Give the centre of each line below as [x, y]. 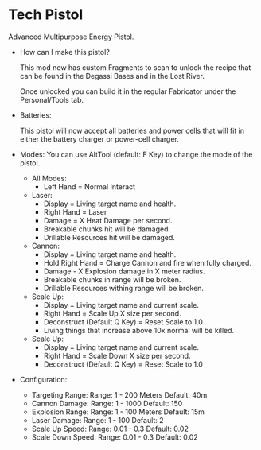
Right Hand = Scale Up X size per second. [112, 313]
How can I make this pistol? [64, 52]
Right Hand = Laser [75, 211]
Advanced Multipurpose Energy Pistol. [71, 37]
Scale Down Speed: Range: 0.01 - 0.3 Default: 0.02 [115, 437]
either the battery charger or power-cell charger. [99, 139]
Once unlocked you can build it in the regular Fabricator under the [128, 91]
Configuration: [43, 379]
